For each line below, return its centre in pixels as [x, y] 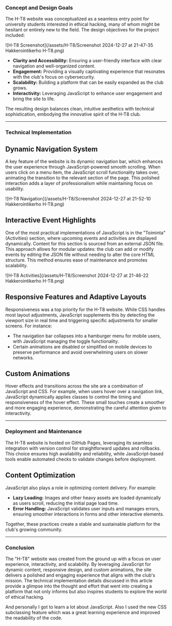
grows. [20, 88]
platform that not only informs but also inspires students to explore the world [86, 591]
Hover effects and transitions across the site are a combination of [74, 386]
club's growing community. [34, 529]
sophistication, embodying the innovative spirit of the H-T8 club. [73, 114]
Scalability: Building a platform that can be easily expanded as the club [88, 82]
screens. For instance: [29, 326]
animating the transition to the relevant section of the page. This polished [82, 178]
